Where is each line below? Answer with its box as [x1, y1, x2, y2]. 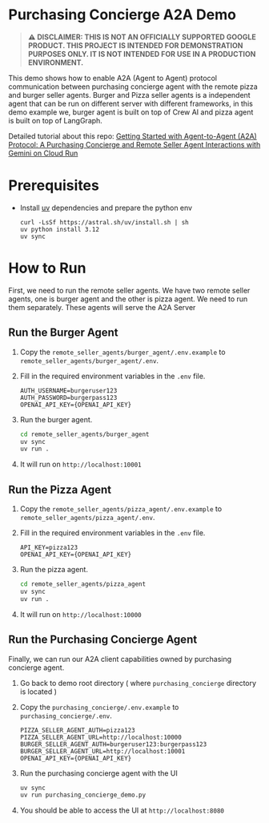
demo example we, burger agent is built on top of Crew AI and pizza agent [8, 107, 254, 117]
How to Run [8, 259, 86, 277]
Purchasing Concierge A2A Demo [8, 6, 236, 24]
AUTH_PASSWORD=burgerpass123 [19, 393, 118, 401]
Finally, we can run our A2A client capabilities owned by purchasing [8, 654, 232, 664]
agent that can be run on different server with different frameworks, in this [8, 99, 254, 108]
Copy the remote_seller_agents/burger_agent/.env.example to [19, 347, 226, 357]
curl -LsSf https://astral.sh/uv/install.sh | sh [19, 218, 190, 226]
